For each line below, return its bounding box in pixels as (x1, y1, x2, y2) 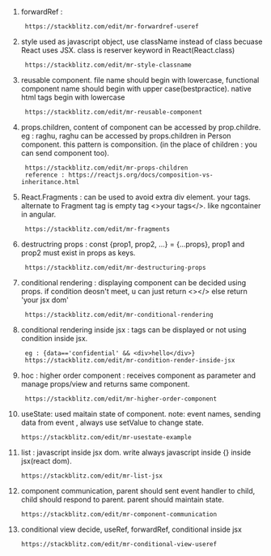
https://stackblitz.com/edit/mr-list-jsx (20, 472, 163, 480)
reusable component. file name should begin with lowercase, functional (20, 75, 260, 84)
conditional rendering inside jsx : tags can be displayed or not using (20, 325, 247, 335)
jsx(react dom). (20, 456, 72, 465)
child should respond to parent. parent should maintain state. (20, 494, 225, 504)
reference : (24, 171, 66, 179)
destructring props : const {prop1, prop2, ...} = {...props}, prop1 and (20, 239, 245, 249)
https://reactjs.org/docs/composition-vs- (68, 171, 214, 179)
